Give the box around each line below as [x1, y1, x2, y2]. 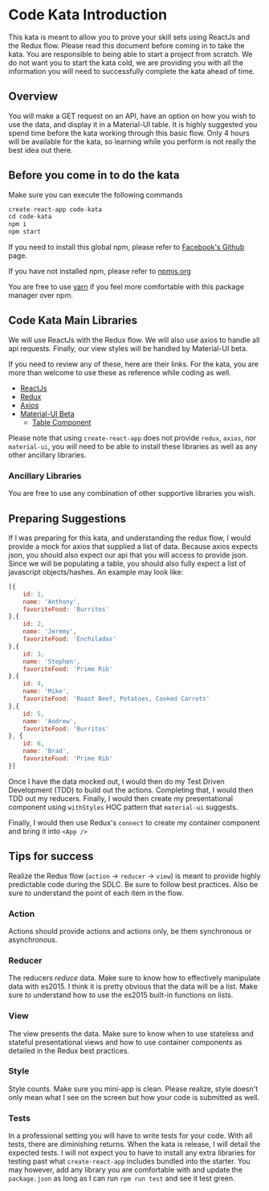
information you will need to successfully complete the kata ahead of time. [8, 66, 255, 76]
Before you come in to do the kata [8, 169, 180, 182]
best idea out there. [8, 145, 74, 154]
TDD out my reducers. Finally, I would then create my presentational [8, 793, 234, 803]
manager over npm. [8, 291, 74, 301]
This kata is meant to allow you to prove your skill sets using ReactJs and [8, 32, 251, 42]
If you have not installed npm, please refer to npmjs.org [8, 267, 191, 276]
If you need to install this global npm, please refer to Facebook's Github [8, 243, 245, 252]
